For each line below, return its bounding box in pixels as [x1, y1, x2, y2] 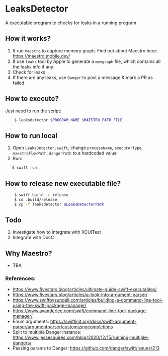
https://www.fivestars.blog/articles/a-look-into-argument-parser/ [12, 292, 148, 298]
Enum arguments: [12, 318, 49, 325]
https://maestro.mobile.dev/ [12, 53, 70, 59]
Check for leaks [12, 69, 46, 75]
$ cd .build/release [14, 197, 57, 202]
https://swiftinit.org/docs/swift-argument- [50, 318, 137, 325]
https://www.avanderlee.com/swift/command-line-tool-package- [12, 308, 148, 314]
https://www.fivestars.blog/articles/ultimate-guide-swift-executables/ [12, 287, 157, 293]
